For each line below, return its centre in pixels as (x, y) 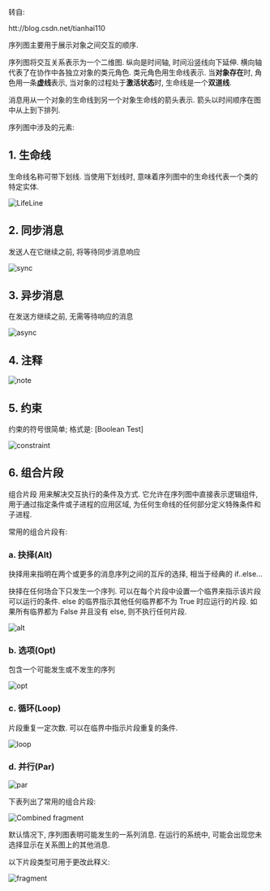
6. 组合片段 (36, 473)
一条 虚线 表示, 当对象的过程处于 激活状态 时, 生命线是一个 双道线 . (127, 83)
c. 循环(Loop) (35, 708)
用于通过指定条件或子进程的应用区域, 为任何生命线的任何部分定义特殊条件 (131, 504)
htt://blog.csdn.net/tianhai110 (57, 28)
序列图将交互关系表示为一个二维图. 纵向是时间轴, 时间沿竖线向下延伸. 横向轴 (135, 62)
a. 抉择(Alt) (30, 554)
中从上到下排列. (34, 110)
